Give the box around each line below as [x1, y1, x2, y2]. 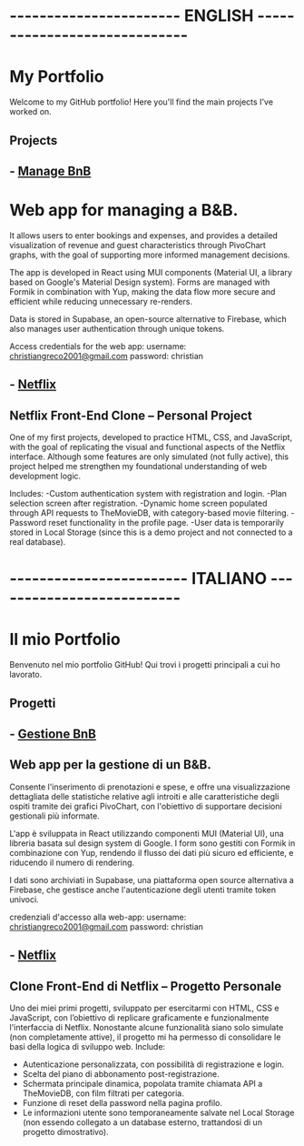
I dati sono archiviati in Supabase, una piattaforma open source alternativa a [9, 874, 295, 885]
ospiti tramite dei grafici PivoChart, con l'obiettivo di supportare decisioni [9, 800, 283, 811]
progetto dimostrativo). [22, 1126, 109, 1137]
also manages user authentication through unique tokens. [9, 323, 225, 334]
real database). [9, 537, 66, 548]
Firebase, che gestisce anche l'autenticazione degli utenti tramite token [9, 884, 277, 895]
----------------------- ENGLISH [9, 5, 254, 26]
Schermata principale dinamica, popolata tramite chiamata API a [22, 1078, 263, 1089]
